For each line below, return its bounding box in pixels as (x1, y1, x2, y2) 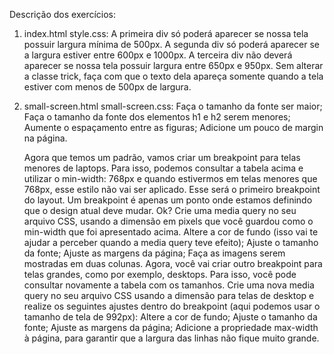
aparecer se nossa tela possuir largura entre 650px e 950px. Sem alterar (23, 60, 324, 71)
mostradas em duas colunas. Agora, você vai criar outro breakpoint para (23, 258, 323, 269)
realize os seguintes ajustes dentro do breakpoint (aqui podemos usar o (23, 300, 321, 312)
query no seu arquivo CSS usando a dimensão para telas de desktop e (23, 290, 315, 301)
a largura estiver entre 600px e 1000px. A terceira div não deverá (23, 49, 293, 61)
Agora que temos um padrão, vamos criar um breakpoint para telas (23, 152, 301, 163)
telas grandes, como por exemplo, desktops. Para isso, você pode (23, 269, 297, 280)
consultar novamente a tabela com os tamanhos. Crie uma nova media (23, 279, 315, 291)
